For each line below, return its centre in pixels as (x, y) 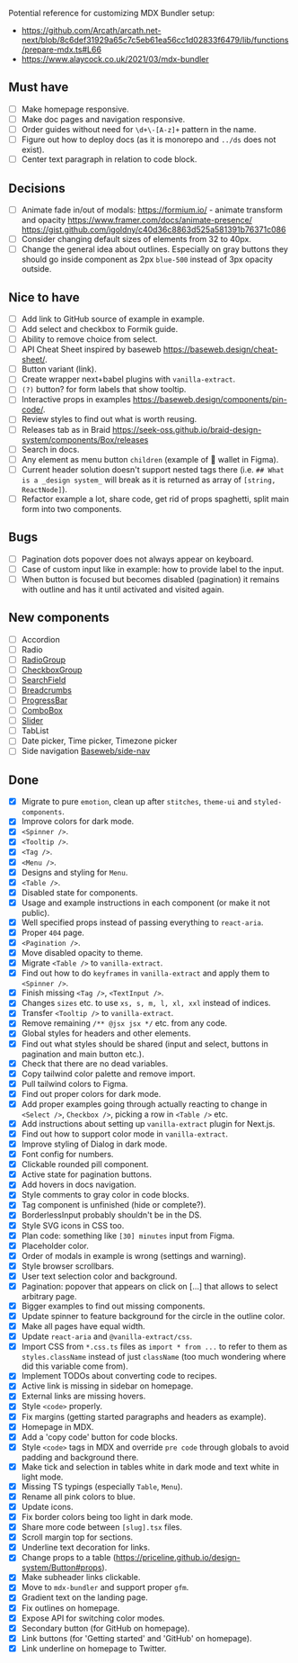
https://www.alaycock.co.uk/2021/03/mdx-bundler (115, 59)
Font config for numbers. (67, 1155)
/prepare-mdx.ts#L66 (61, 49)
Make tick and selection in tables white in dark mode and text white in (150, 1467)
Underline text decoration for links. (85, 1548)
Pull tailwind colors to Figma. (74, 1083)
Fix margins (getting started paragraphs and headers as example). (144, 1416)
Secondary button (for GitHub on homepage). (105, 1628)
